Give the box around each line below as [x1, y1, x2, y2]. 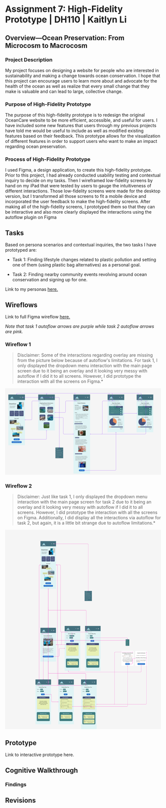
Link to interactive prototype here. [5, 752, 74, 758]
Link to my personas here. [5, 286, 58, 292]
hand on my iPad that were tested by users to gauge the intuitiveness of [5, 183, 152, 189]
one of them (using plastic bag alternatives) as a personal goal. [12, 262, 141, 268]
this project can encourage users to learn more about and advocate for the [5, 78, 157, 84]
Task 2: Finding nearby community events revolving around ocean [12, 271, 147, 277]
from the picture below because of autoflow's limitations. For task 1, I [17, 358, 158, 363]
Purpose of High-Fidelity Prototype [5, 100, 91, 107]
